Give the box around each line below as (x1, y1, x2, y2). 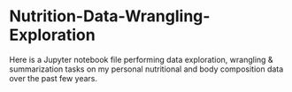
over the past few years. (9, 73, 98, 83)
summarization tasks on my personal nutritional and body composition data (9, 64, 284, 74)
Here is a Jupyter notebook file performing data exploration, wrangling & (9, 54, 273, 65)
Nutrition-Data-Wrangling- (9, 6, 211, 27)
